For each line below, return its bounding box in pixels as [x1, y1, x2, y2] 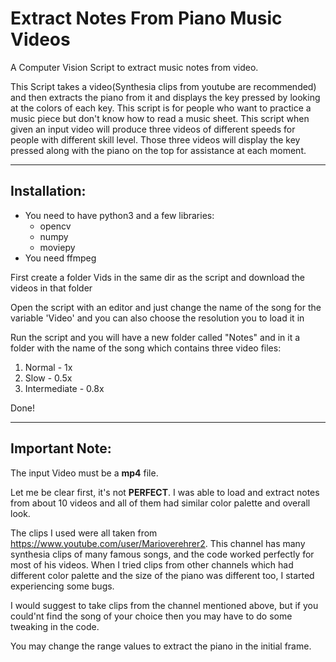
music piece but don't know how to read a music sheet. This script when [10, 112, 310, 124]
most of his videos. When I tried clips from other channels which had [10, 558, 294, 571]
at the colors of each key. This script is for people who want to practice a [10, 102, 312, 114]
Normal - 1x [24, 361, 73, 373]
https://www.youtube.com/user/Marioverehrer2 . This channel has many [10, 537, 306, 549]
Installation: [10, 183, 87, 200]
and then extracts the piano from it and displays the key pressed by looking [10, 91, 321, 103]
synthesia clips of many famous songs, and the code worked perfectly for [10, 548, 315, 560]
